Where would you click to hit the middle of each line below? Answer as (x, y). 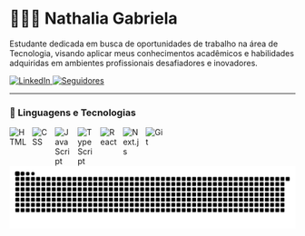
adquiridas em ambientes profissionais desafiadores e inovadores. (134, 63)
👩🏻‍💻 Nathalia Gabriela (93, 19)
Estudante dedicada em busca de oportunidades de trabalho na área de (144, 44)
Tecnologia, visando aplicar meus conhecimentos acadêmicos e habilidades (152, 53)
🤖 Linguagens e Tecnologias (73, 113)
